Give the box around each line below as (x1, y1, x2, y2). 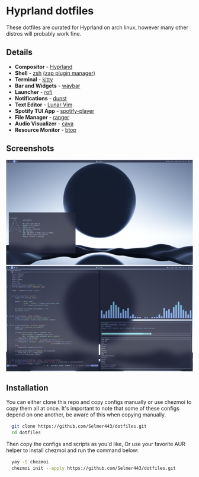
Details (6, 48, 33, 58)
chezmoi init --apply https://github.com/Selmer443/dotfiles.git (11, 465, 176, 471)
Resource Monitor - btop (14, 126, 77, 133)
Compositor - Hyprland (14, 63, 73, 70)
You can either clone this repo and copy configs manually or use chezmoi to (6, 399, 192, 406)
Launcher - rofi (14, 88, 53, 96)
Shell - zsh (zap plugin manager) (14, 70, 96, 77)
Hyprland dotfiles (6, 4, 94, 18)
